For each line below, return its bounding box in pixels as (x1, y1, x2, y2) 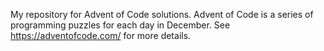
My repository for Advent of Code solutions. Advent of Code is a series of (10, 9, 314, 20)
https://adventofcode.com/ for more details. (10, 30, 192, 41)
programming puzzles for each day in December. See (10, 19, 231, 31)
